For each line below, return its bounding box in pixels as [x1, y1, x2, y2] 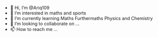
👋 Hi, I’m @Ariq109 [10, 5, 50, 10]
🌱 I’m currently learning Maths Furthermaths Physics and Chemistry [10, 15, 153, 21]
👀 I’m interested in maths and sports [10, 10, 86, 16]
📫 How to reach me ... [10, 26, 58, 32]
